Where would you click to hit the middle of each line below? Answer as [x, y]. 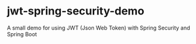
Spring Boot [22, 34]
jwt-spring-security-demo [76, 11]
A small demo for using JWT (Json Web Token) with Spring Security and [99, 28]
